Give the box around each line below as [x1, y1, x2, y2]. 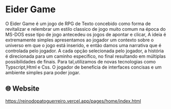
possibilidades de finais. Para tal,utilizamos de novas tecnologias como [5, 58, 156, 64]
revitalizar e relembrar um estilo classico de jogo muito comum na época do [5, 26, 166, 32]
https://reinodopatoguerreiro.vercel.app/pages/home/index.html [5, 98, 141, 104]
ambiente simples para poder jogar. [5, 69, 81, 75]
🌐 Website [5, 84, 40, 93]
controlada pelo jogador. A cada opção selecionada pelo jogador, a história [5, 48, 164, 54]
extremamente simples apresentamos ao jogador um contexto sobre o [5, 37, 154, 43]
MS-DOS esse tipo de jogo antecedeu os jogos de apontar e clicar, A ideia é [5, 31, 166, 37]
